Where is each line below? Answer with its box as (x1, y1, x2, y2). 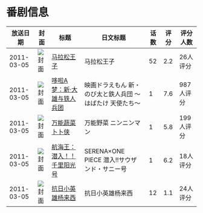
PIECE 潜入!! (84, 156, 119, 164)
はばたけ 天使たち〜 (84, 99, 141, 107)
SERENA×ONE (84, 146, 125, 155)
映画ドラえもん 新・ (84, 80, 141, 89)
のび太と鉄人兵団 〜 (84, 90, 141, 98)
